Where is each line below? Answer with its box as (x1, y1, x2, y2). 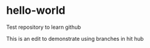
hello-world (6, 4, 66, 17)
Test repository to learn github (6, 23, 81, 31)
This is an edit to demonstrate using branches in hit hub (6, 35, 144, 42)
